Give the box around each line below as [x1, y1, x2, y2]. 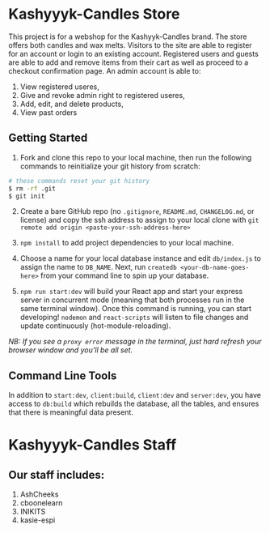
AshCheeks [19, 489, 59, 499]
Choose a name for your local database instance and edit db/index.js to [19, 254, 261, 263]
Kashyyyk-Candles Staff [8, 436, 177, 454]
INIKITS [19, 507, 46, 517]
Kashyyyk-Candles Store [8, 5, 180, 23]
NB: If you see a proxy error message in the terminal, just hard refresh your [8, 337, 262, 347]
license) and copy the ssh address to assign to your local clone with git [19, 215, 259, 225]
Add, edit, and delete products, [19, 99, 124, 109]
